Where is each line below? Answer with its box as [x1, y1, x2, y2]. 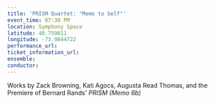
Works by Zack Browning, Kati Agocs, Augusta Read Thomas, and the [7, 81, 208, 89]
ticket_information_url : [7, 49, 80, 56]
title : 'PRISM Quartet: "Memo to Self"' [7, 10, 127, 17]
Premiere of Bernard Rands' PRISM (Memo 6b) [7, 88, 142, 97]
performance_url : [7, 42, 58, 49]
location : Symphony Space [7, 23, 82, 30]
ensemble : [7, 56, 36, 63]
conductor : [7, 62, 39, 69]
